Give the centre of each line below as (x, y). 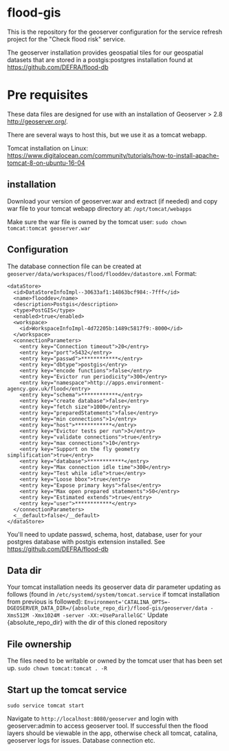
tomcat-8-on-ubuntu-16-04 (46, 163)
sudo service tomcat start (46, 705)
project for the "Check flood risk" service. (66, 39)
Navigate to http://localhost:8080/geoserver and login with (93, 718)
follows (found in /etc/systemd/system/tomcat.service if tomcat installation (113, 594)
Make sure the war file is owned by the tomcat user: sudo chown (97, 221)
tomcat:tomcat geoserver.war (49, 228)
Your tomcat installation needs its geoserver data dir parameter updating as (114, 587)
